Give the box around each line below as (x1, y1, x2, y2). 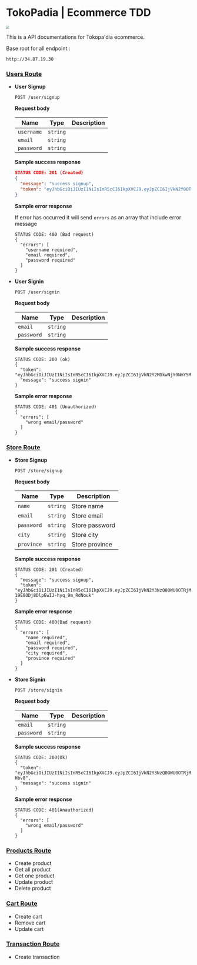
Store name (71, 502, 104, 510)
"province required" (25, 655, 76, 661)
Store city (71, 530, 99, 539)
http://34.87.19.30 (6, 56, 54, 62)
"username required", (25, 247, 78, 253)
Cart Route (6, 900, 38, 908)
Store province (71, 540, 113, 548)
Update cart (14, 925, 44, 932)
